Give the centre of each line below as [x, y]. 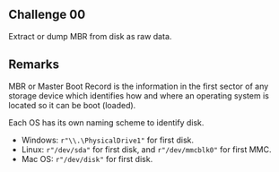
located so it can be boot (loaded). [72, 105]
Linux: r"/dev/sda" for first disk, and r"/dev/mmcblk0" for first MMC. [146, 149]
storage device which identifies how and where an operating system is [139, 95]
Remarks [34, 65]
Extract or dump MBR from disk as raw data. [90, 36]
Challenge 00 [47, 15]
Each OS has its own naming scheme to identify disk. [106, 122]
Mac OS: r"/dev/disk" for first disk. [87, 159]
